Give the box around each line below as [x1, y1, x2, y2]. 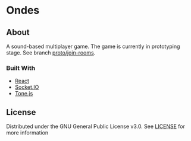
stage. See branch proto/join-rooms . [6, 49, 96, 56]
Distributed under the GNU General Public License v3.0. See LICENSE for [6, 123, 186, 130]
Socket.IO [14, 84, 39, 91]
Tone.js [14, 90, 33, 97]
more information [6, 129, 49, 136]
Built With [6, 63, 36, 72]
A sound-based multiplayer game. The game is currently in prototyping [6, 43, 180, 50]
